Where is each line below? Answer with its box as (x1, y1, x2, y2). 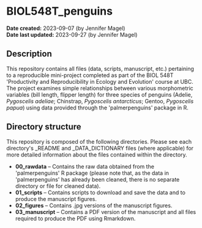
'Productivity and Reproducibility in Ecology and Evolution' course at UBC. (6, 78, 194, 85)
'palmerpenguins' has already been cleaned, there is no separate (15, 175, 180, 183)
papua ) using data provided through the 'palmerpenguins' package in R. (6, 104, 189, 111)
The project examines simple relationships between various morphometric (6, 84, 194, 92)
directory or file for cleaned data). (15, 182, 101, 189)
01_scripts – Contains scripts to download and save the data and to (15, 188, 185, 196)
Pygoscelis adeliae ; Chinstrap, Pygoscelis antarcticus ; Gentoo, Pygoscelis (6, 97, 194, 105)
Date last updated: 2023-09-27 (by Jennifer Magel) (6, 31, 138, 38)
